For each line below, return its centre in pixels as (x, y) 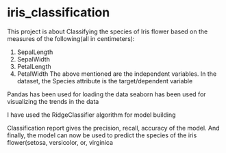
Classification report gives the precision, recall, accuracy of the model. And (114, 128)
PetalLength (34, 66)
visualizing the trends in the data (53, 101)
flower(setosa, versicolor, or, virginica (60, 142)
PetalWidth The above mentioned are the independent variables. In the (117, 74)
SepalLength (35, 52)
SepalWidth (33, 59)
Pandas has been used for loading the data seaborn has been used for (107, 94)
